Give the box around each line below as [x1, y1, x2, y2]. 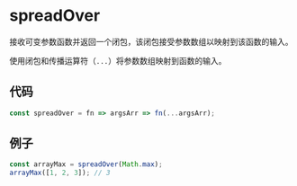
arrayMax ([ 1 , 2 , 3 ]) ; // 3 [9, 168, 111, 178]
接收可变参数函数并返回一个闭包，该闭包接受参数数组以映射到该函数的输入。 [9, 36, 293, 47]
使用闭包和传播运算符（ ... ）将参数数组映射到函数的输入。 [9, 55, 227, 66]
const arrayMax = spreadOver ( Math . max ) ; [9, 160, 164, 169]
